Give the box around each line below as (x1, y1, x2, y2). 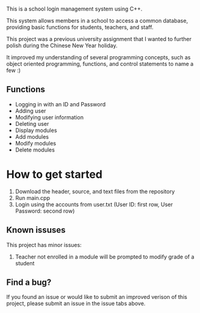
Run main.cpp (15, 194, 51, 201)
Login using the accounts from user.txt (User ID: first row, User (15, 201, 173, 208)
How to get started (6, 168, 102, 181)
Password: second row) (15, 207, 75, 215)
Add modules (15, 133, 49, 140)
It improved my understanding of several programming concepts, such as (6, 54, 191, 61)
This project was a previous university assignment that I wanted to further (6, 35, 192, 42)
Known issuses (6, 225, 66, 235)
